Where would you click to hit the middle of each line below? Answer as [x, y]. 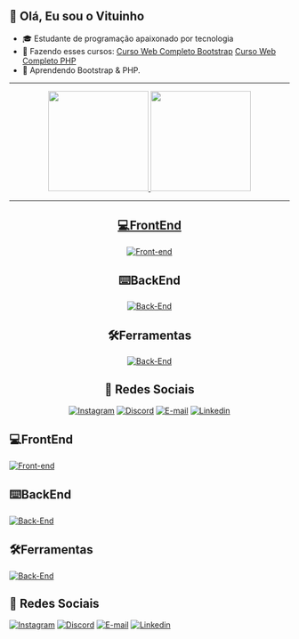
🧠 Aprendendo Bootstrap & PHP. [81, 70]
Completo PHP [49, 61]
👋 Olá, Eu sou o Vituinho [77, 16]
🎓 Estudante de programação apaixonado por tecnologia [128, 38]
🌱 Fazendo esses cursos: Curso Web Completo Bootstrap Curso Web [149, 51]
